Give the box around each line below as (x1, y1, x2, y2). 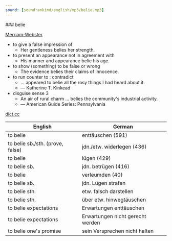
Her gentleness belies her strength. (20, 46, 95, 53)
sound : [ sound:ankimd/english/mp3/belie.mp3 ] (5, 7, 104, 13)
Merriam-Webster (5, 31, 43, 37)
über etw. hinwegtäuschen (81, 196, 146, 203)
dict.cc (5, 111, 20, 117)
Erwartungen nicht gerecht (81, 212, 147, 220)
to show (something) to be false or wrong (12, 63, 100, 69)
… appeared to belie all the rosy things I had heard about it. (20, 79, 145, 85)
